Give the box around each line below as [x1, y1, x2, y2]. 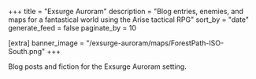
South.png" [8, 47, 46, 56]
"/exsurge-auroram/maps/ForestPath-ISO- [86, 38, 224, 48]
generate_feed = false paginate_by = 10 [8, 23, 136, 32]
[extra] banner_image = [8, 38, 85, 48]
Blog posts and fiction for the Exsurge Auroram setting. [8, 62, 187, 71]
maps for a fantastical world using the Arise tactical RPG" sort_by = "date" [8, 15, 250, 24]
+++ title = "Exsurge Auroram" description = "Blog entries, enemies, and [8, 7, 244, 16]
